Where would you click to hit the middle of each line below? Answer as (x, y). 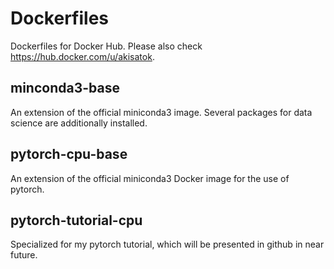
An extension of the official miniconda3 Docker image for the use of (150, 178)
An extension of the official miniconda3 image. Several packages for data (161, 112)
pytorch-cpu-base (69, 154)
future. (24, 255)
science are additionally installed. (79, 123)
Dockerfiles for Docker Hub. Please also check (106, 46)
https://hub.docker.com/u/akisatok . (82, 56)
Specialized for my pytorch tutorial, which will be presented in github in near (167, 244)
